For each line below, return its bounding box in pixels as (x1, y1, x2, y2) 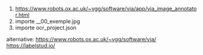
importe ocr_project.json (15, 24, 77, 31)
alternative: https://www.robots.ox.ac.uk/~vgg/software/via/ (6, 36, 156, 42)
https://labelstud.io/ (6, 42, 56, 49)
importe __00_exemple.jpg (15, 18, 81, 25)
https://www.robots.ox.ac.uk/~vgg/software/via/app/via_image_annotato (15, 5, 197, 12)
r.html (15, 11, 30, 19)
